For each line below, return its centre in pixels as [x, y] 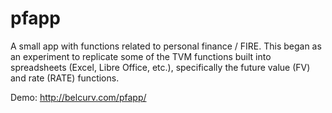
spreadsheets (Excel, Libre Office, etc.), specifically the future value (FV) [160, 67]
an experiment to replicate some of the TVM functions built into [141, 56]
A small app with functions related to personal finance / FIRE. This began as [166, 46]
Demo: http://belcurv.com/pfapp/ [78, 97]
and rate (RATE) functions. [65, 78]
